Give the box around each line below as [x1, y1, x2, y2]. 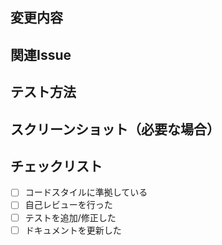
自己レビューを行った [24, 199, 113, 211]
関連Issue [10, 46, 72, 63]
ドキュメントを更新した [24, 224, 122, 236]
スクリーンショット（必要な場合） [10, 121, 220, 138]
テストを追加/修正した [24, 211, 117, 223]
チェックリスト [10, 158, 103, 175]
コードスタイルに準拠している [24, 186, 148, 198]
